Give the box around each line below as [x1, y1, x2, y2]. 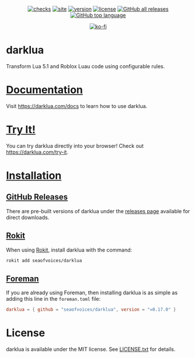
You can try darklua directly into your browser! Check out [6, 142, 144, 149]
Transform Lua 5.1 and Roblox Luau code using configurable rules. [6, 62, 165, 69]
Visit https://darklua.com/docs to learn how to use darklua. [6, 102, 148, 109]
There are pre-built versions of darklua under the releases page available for [6, 207, 190, 214]
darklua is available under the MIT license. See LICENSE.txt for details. [6, 346, 176, 353]
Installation [6, 169, 62, 182]
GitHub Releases [6, 192, 68, 202]
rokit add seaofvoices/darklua [6, 258, 82, 263]
